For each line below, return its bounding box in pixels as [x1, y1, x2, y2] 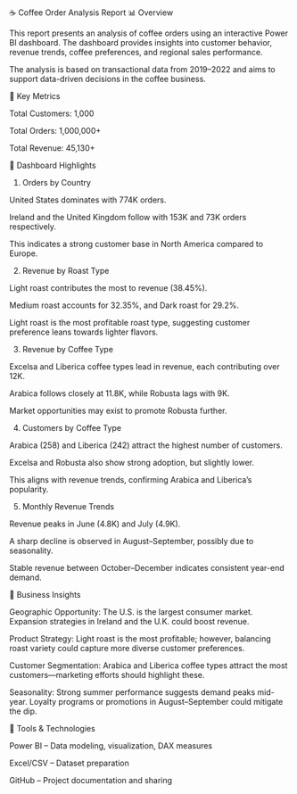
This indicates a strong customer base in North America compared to [9, 239, 264, 249]
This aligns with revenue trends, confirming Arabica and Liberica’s [9, 475, 252, 484]
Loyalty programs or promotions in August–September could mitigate [29, 697, 284, 707]
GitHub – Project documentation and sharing [9, 775, 172, 785]
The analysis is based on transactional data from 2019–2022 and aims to [9, 64, 276, 74]
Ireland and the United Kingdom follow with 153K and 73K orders [9, 212, 247, 222]
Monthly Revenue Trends [21, 501, 115, 511]
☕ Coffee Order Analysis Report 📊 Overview [9, 7, 174, 18]
